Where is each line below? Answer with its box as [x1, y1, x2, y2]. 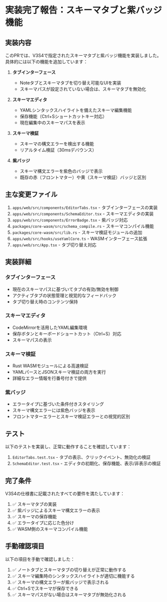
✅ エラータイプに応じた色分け [12, 520, 75, 526]
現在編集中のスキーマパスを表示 [19, 120, 85, 125]
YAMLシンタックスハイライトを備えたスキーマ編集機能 [19, 107, 132, 113]
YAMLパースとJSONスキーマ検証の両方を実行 [12, 369, 106, 375]
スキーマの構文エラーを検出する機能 [19, 141, 94, 147]
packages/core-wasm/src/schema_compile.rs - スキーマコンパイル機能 [12, 223, 154, 229]
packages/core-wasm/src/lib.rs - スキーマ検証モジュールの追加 [12, 229, 143, 235]
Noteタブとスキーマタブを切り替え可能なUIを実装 [19, 80, 122, 86]
